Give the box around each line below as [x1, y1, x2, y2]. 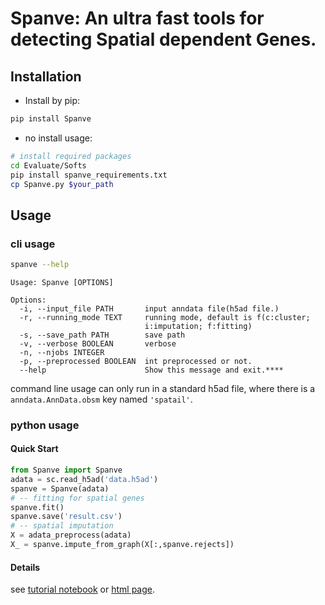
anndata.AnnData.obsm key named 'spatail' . [10, 393, 193, 405]
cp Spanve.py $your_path [10, 179, 114, 189]
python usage [10, 418, 80, 432]
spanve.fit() [10, 502, 65, 512]
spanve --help [10, 260, 70, 270]
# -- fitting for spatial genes [10, 493, 145, 503]
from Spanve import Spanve [10, 465, 123, 476]
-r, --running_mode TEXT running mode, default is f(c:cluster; [19, 312, 311, 322]
